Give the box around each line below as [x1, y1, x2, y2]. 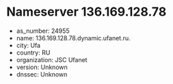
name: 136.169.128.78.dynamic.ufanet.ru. [16, 33, 131, 42]
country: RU [16, 48, 51, 57]
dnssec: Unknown [16, 70, 68, 79]
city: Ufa [16, 41, 41, 49]
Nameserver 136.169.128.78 [6, 4, 167, 20]
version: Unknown [16, 63, 68, 71]
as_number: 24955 [16, 27, 70, 35]
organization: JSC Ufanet [16, 55, 88, 64]
